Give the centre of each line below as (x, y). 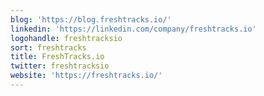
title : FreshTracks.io (57, 57)
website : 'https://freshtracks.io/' (86, 76)
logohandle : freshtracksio (66, 38)
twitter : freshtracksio (60, 66)
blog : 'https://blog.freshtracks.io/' (91, 19)
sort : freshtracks (48, 47)
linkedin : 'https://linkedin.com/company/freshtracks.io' (133, 29)
